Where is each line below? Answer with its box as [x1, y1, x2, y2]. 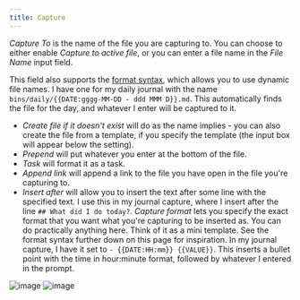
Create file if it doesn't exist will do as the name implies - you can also [21, 120, 281, 131]
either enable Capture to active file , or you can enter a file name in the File [9, 47, 284, 58]
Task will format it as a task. [21, 158, 125, 168]
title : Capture [9, 13, 66, 22]
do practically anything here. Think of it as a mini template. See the [21, 225, 270, 236]
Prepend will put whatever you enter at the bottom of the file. [21, 149, 248, 159]
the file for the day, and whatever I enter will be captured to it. [9, 102, 237, 113]
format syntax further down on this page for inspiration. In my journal [21, 234, 278, 244]
